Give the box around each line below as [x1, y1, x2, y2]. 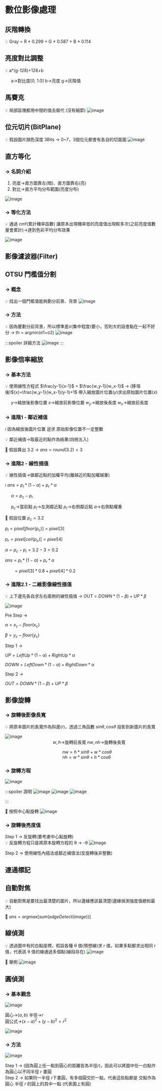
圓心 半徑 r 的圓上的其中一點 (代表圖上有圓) [5, 1081, 91, 1087]
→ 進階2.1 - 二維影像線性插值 [5, 581, 72, 588]
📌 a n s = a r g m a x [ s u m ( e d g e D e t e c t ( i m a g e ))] [5, 914, 91, 920]
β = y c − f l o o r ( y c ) [5, 632, 40, 640]
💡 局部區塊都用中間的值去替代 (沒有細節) [5, 107, 86, 113]
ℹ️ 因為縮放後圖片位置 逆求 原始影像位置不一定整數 [5, 426, 103, 432]
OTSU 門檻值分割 [5, 270, 57, 279]
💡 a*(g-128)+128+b [5, 67, 44, 73]
